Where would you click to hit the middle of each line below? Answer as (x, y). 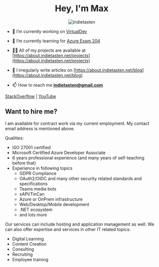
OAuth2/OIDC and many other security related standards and (80, 178)
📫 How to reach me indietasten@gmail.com (57, 85)
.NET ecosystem (36, 210)
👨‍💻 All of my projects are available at (49, 50)
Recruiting (22, 254)
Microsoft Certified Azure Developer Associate (59, 153)
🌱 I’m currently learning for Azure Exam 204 (56, 41)
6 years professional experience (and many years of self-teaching (78, 158)
